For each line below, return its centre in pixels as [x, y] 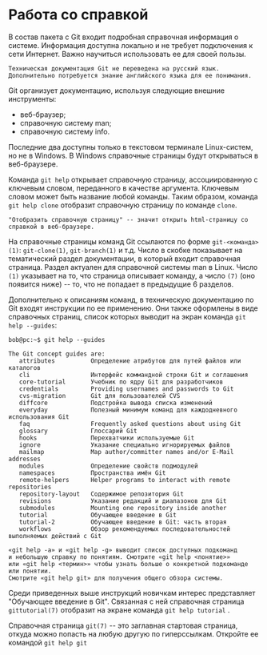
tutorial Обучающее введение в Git [98, 515]
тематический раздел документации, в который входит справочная [125, 259]
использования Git [39, 417]
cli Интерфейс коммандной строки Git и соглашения [133, 375]
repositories [30, 487]
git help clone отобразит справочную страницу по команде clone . [123, 205]
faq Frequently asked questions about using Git [130, 424]
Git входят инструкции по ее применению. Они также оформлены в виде [133, 308]
